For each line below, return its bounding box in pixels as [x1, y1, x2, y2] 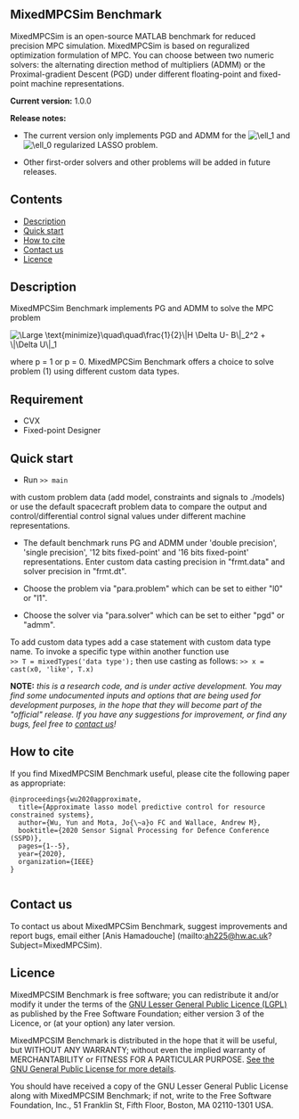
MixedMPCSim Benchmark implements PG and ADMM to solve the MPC [10, 303, 274, 314]
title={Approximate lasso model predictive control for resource [18, 802, 266, 811]
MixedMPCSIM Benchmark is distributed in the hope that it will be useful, [10, 1034, 278, 1046]
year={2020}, [18, 849, 67, 859]
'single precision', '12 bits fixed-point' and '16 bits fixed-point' [22, 547, 249, 558]
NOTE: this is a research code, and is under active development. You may [10, 681, 282, 692]
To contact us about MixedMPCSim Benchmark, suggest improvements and [10, 920, 288, 931]
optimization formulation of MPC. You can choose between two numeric [10, 49, 275, 61]
